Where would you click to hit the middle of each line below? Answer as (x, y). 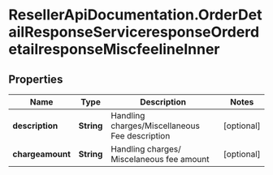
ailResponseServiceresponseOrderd (134, 32)
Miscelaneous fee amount (160, 159)
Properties (36, 79)
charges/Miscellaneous (156, 126)
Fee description (141, 136)
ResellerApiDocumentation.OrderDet (135, 15)
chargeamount (42, 154)
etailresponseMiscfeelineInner (115, 49)
